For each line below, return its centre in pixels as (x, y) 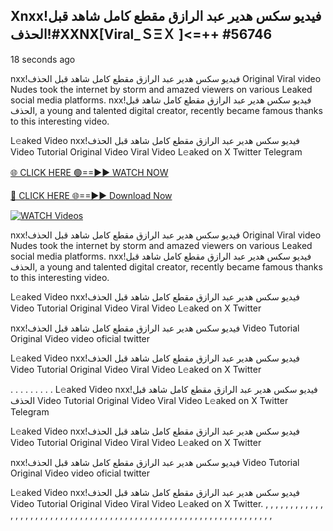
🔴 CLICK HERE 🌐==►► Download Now (91, 195)
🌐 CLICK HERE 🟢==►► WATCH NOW (89, 172)
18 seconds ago (43, 59)
